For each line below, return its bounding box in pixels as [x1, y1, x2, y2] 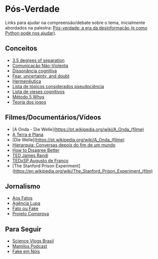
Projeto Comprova [12, 211, 49, 217]
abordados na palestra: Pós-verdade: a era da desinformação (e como [5, 25, 148, 30]
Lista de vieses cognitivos [12, 88, 65, 94]
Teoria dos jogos [12, 99, 47, 105]
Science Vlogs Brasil [12, 238, 54, 244]
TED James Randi [12, 152, 48, 158]
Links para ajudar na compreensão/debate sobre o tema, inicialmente [5, 20, 146, 26]
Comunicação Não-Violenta [12, 62, 69, 68]
